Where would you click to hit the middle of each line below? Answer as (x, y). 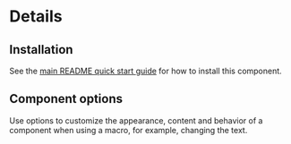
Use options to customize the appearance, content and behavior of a (136, 120)
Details (36, 17)
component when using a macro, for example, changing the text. (128, 130)
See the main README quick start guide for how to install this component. (145, 71)
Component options (66, 99)
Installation (41, 50)
